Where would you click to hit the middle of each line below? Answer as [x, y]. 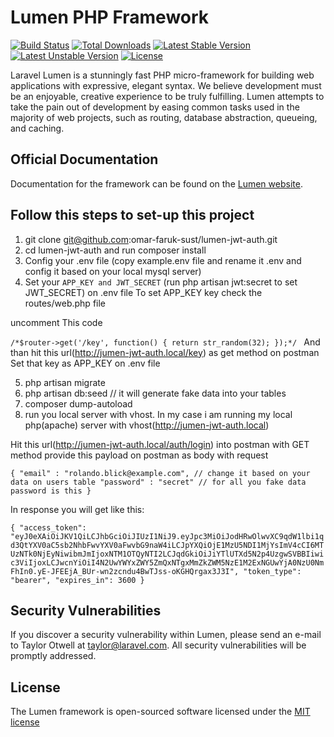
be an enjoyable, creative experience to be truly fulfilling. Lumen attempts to [167, 96]
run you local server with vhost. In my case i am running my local [158, 414]
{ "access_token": [48, 527]
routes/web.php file [65, 303]
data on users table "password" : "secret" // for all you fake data [158, 482]
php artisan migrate [65, 382]
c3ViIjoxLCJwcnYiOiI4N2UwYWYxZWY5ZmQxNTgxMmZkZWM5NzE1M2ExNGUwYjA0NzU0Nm [167, 562]
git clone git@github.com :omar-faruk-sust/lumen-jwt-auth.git [151, 239]
